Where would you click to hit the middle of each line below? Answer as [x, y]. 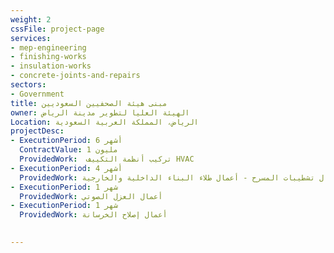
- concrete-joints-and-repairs [75, 76]
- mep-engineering [48, 47]
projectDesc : [37, 131]
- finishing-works [48, 57]
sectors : [28, 85]
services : [31, 38]
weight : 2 [31, 19]
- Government [37, 94]
